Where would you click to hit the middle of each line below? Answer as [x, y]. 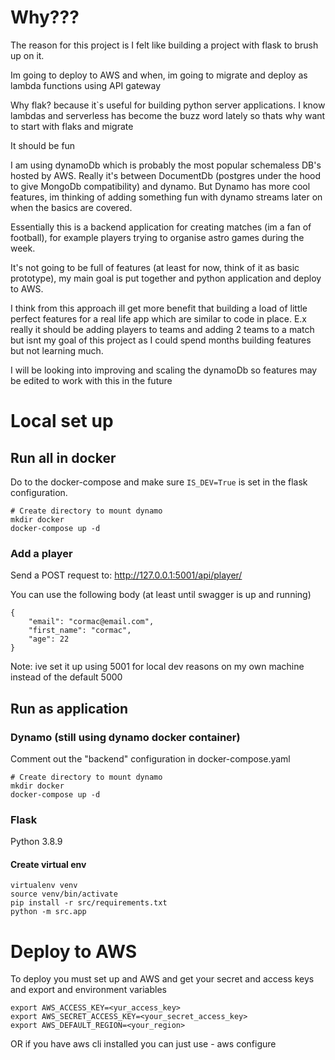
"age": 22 [49, 639]
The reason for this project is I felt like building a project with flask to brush [164, 45]
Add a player [41, 553]
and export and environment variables [88, 990]
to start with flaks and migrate [72, 126]
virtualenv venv [44, 886]
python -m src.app [48, 912]
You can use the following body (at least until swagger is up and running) [161, 595]
